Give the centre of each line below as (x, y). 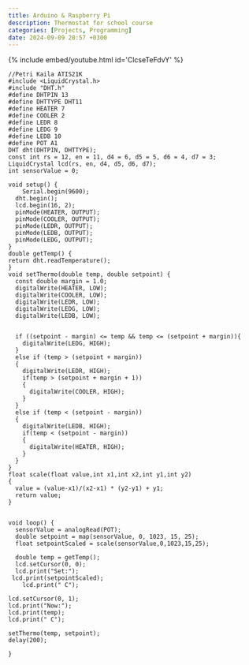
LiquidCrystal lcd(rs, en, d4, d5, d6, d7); (82, 164)
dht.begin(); (37, 199)
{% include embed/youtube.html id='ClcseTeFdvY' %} (96, 60)
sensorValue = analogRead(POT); (69, 530)
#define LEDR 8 (33, 123)
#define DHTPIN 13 (38, 95)
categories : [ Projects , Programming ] (70, 30)
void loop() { (32, 523)
